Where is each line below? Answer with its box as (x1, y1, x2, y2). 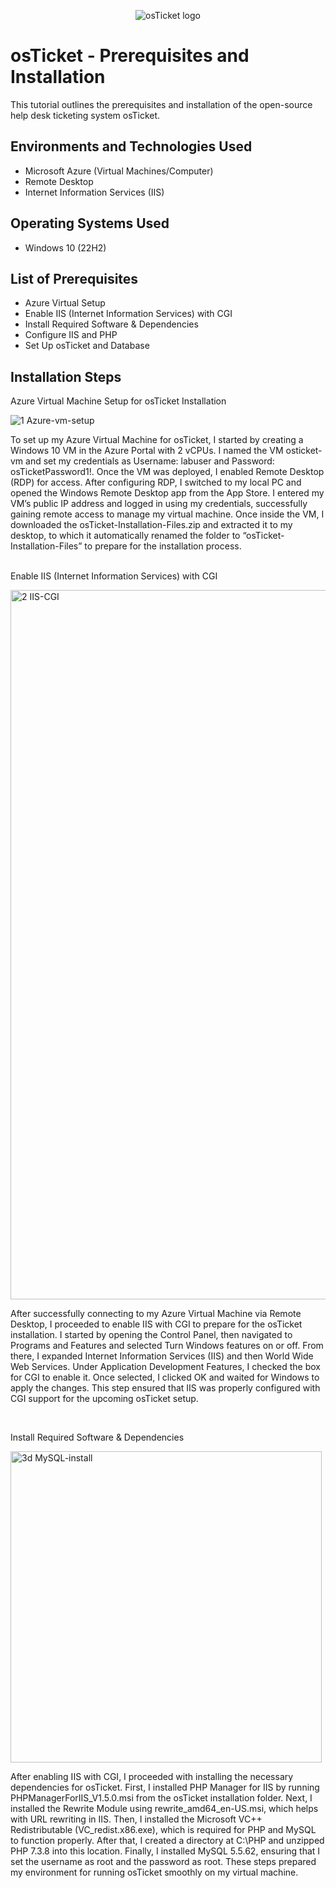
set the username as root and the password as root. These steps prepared (10, 1856, 317, 1868)
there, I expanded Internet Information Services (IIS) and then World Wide (10, 1350, 314, 1362)
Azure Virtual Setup (24, 297, 106, 309)
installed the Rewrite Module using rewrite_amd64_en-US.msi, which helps (10, 1803, 319, 1815)
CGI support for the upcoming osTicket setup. (10, 1393, 199, 1405)
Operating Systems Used (10, 215, 170, 232)
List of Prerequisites (10, 270, 139, 287)
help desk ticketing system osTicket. (10, 109, 161, 121)
